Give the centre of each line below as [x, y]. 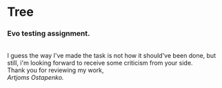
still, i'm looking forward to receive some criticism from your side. [100, 63]
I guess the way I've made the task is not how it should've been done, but [111, 56]
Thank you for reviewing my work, [56, 70]
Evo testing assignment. [49, 34]
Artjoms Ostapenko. [36, 78]
